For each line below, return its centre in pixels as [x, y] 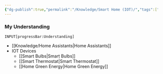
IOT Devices [24, 51]
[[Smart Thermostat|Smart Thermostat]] [59, 61]
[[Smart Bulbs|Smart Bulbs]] [47, 56]
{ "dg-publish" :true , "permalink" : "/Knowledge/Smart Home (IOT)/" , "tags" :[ [81, 9]
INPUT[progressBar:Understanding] [40, 37]
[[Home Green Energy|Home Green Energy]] [63, 66]
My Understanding [27, 26]
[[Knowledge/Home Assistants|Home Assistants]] [61, 46]
